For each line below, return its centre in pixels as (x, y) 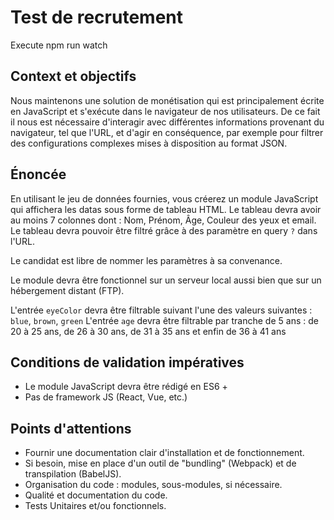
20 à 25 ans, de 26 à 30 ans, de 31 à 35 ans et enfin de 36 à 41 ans (148, 331)
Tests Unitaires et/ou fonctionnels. (95, 506)
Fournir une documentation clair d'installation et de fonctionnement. (164, 453)
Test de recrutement (96, 17)
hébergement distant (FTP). (67, 290)
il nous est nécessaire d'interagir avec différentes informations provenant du (167, 122)
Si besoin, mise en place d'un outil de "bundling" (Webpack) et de (160, 463)
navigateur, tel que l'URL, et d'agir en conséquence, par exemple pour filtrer (167, 132)
